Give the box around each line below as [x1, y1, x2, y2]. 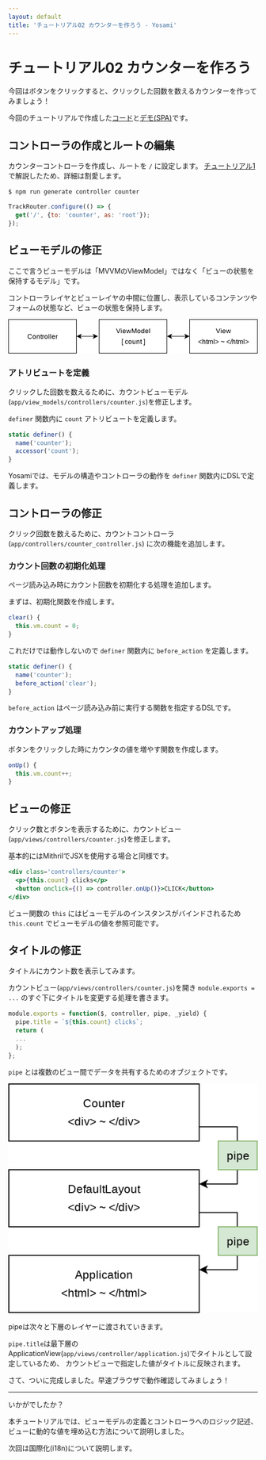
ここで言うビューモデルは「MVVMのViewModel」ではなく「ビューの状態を [8, 266, 255, 275]
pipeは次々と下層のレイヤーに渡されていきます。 [8, 1322, 168, 1332]
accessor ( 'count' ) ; [15, 447, 80, 455]
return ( [15, 1027, 44, 1035]
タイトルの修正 [8, 944, 82, 957]
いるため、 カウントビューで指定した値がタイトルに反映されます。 [28, 1358, 245, 1368]
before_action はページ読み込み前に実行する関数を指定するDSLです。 [8, 703, 236, 713]
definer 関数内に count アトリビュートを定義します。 [8, 413, 181, 423]
